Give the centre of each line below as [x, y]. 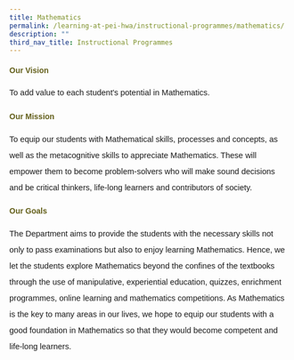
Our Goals [28, 211]
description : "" [39, 34]
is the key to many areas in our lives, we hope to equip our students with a [142, 314]
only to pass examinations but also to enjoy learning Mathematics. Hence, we [147, 249]
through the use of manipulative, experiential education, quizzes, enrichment [146, 282]
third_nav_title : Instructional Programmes [91, 42]
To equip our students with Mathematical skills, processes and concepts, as [143, 139]
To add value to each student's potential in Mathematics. [110, 93]
